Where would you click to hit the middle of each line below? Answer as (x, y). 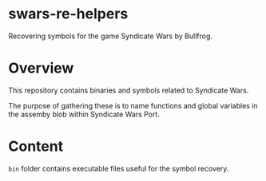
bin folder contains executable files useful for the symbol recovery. (119, 168)
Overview (41, 68)
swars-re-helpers (68, 14)
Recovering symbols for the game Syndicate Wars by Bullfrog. (111, 36)
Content (36, 146)
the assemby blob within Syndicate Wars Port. (84, 114)
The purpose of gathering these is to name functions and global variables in (133, 105)
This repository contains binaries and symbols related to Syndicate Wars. (129, 90)
